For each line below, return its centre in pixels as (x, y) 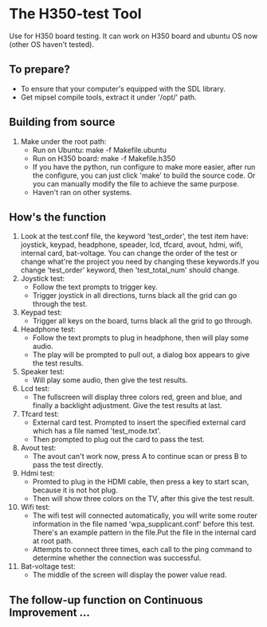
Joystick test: (43, 279)
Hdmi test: (37, 473)
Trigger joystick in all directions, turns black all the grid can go (135, 296)
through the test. (60, 304)
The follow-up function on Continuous (106, 600)
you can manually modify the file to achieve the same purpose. (136, 183)
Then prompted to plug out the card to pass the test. (119, 440)
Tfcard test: (39, 414)
